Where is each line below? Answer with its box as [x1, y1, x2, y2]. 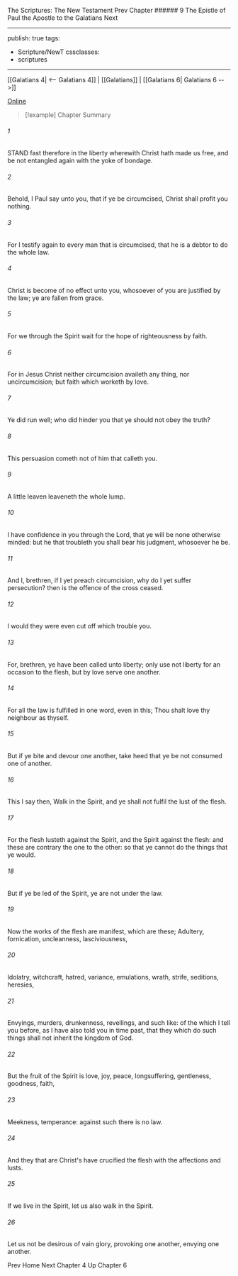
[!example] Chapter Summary [24, 111, 111, 119]
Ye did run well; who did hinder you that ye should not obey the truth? [7, 416, 210, 424]
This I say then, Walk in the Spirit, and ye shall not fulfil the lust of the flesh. [7, 797, 227, 806]
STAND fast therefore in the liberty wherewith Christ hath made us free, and [7, 149, 229, 157]
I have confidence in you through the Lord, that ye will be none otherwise [7, 531, 221, 539]
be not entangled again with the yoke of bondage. [7, 156, 153, 165]
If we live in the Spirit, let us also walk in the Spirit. [7, 1202, 154, 1210]
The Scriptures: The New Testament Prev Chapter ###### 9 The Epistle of [7, 6, 226, 14]
